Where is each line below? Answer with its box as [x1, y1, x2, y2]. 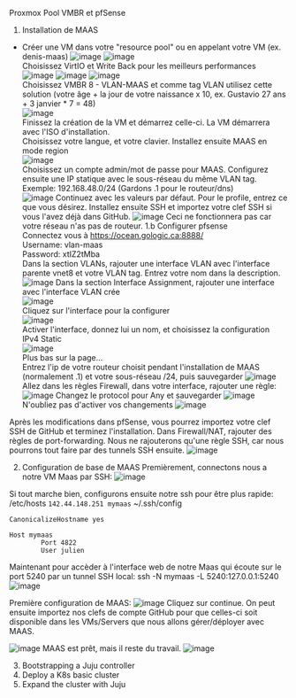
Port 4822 [41, 539, 77, 547]
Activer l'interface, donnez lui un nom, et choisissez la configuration [21, 324, 270, 335]
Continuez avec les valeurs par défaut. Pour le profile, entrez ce [56, 192, 288, 203]
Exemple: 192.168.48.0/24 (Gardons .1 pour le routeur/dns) [21, 183, 234, 193]
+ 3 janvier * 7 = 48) [21, 98, 96, 109]
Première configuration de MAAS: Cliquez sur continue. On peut [9, 598, 276, 608]
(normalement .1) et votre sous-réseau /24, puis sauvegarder [21, 371, 244, 382]
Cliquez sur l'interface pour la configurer [21, 306, 171, 315]
